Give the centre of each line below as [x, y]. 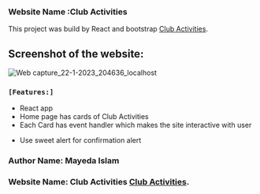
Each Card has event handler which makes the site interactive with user [136, 125]
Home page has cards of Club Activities [84, 117]
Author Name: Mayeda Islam [64, 161]
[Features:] [31, 92]
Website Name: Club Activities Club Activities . [99, 182]
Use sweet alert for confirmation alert [80, 140]
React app [36, 108]
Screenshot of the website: [76, 54]
